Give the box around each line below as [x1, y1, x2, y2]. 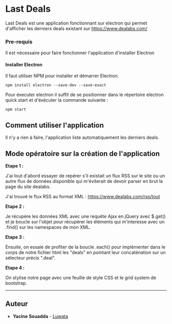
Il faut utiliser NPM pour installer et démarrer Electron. [5, 73, 119, 79]
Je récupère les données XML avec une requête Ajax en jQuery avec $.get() [5, 213, 166, 220]
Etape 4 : [5, 265, 25, 271]
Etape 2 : [5, 203, 25, 210]
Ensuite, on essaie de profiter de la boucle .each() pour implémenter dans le [5, 244, 165, 250]
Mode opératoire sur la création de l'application [5, 149, 160, 158]
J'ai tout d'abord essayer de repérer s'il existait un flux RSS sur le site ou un [5, 173, 165, 179]
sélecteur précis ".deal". [5, 255, 56, 261]
